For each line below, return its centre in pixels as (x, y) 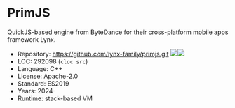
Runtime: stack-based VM (55, 98)
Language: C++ (40, 68)
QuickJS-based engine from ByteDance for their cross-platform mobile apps (118, 32)
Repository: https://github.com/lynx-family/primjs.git (93, 54)
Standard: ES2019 (43, 83)
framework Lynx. (32, 39)
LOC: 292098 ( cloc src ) (53, 61)
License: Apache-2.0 (48, 76)
